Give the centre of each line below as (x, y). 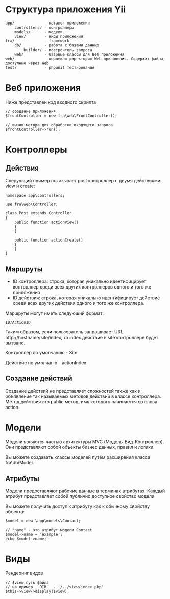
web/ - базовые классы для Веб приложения (69, 54)
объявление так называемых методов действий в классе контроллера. (83, 396)
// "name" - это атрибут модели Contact (49, 530)
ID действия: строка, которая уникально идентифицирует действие (86, 298)
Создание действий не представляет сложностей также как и (73, 391)
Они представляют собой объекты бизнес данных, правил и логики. (80, 447)
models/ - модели (39, 32)
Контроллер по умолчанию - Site (41, 352)
